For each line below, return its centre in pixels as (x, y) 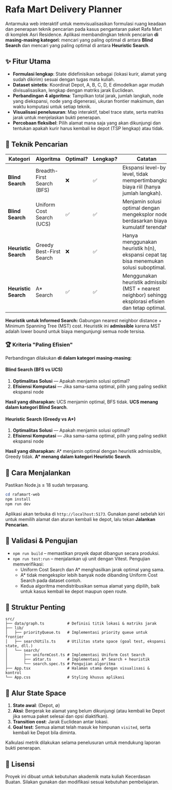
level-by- (157, 168)
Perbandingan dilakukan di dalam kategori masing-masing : (69, 358)
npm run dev (18, 504)
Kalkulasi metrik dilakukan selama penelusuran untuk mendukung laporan (83, 743)
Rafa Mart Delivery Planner (64, 9)
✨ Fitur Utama (28, 62)
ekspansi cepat (141, 255)
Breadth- (47, 171)
